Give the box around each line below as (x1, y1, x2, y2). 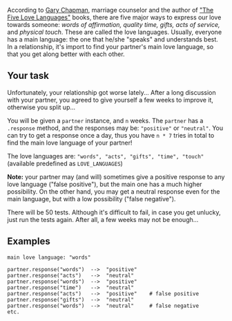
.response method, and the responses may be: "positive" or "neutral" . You (7, 124, 223, 132)
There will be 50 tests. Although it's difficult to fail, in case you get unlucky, (7, 208, 221, 217)
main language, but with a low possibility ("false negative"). (7, 194, 176, 203)
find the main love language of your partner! (7, 138, 133, 147)
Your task (7, 70, 50, 82)
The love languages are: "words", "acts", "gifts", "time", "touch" (7, 152, 204, 160)
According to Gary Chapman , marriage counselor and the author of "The (7, 6, 214, 14)
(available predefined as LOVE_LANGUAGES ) (7, 159, 123, 167)
